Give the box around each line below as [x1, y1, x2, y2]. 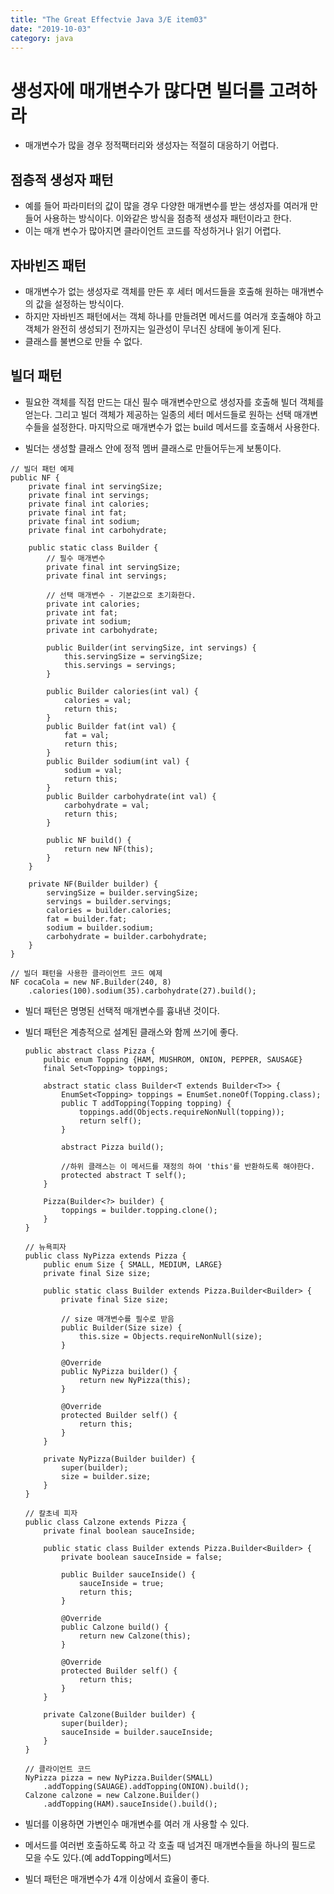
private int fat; [46, 607, 118, 618]
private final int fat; [28, 507, 128, 518]
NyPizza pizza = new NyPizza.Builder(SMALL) [24, 1772, 214, 1783]
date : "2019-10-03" [10, 24, 92, 34]
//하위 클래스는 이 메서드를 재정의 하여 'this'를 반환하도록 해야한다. [61, 1161, 316, 1171]
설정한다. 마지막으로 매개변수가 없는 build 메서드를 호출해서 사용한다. [51, 421, 320, 433]
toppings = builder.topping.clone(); [61, 1205, 218, 1215]
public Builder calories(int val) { [46, 686, 199, 696]
